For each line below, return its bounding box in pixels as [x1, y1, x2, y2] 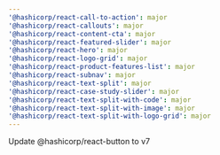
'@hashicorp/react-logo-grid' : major [8, 54, 148, 63]
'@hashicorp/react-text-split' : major [8, 79, 152, 88]
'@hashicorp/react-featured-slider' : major [8, 37, 172, 47]
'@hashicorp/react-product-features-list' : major [8, 63, 196, 72]
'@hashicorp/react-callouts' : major [8, 21, 144, 30]
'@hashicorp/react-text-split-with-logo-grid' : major [8, 112, 212, 120]
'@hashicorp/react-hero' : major [8, 46, 128, 55]
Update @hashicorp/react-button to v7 [8, 136, 151, 147]
